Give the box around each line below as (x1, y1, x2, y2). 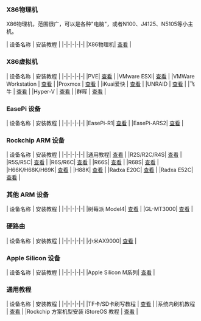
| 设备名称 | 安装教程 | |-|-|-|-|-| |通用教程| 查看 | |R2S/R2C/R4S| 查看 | (6, 151, 182, 159)
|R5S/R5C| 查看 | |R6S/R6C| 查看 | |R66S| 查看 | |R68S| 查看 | (6, 159, 160, 166)
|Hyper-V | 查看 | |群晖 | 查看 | (32, 88, 107, 95)
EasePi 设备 (6, 105, 41, 113)
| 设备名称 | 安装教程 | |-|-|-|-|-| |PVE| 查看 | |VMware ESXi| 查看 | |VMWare (6, 72, 195, 80)
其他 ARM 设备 (6, 190, 49, 199)
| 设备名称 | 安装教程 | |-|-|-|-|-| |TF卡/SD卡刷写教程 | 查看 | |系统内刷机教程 (6, 300, 196, 308)
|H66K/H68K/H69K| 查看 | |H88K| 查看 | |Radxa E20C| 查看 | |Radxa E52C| (6, 166, 194, 174)
